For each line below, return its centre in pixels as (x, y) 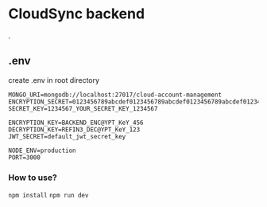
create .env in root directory (54, 80)
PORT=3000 (25, 157)
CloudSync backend (77, 14)
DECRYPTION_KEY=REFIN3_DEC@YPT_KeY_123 (74, 129)
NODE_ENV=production (43, 150)
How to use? (33, 178)
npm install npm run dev (48, 196)
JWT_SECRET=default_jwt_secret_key (67, 136)
